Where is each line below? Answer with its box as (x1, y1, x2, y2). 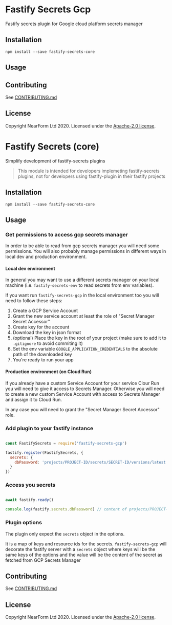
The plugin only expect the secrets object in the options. (5, 530, 125, 537)
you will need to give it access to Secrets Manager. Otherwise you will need (5, 385, 165, 392)
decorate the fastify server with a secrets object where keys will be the (5, 546, 156, 552)
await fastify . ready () (5, 498, 54, 503)
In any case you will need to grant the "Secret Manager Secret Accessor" (5, 406, 160, 412)
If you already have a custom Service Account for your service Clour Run (5, 380, 160, 386)
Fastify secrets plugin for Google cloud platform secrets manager (5, 21, 143, 27)
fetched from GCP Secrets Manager (5, 557, 81, 563)
